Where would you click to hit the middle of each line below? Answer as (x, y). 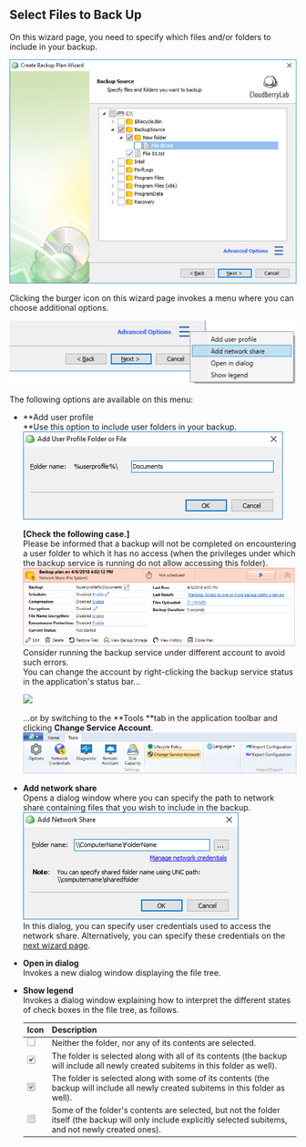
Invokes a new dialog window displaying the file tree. (122, 972)
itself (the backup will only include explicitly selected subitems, (169, 1120)
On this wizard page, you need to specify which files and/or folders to (140, 36)
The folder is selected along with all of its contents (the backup (169, 1056)
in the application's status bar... (82, 682)
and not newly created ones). (107, 1130)
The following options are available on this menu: (102, 399)
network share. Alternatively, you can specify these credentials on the (154, 935)
